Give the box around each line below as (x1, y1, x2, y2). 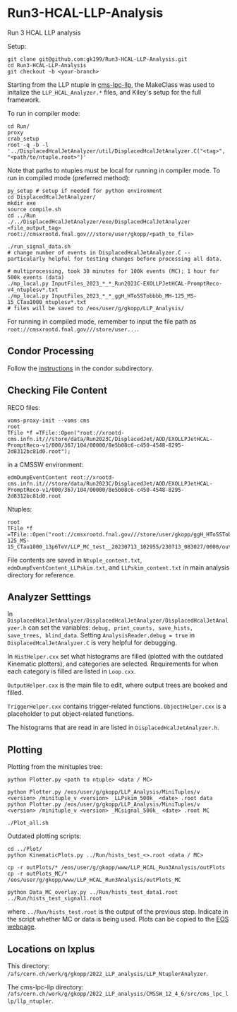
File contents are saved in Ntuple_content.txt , (7, 555, 142, 564)
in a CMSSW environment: (7, 460, 84, 469)
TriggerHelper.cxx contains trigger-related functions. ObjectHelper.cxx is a (7, 702, 227, 711)
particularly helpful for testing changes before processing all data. (7, 255, 222, 262)
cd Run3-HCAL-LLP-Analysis (7, 61, 87, 69)
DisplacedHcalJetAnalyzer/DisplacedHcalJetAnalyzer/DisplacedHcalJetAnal (7, 617, 229, 625)
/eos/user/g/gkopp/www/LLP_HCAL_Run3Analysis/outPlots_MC (7, 876, 181, 884)
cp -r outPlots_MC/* (7, 871, 68, 878)
